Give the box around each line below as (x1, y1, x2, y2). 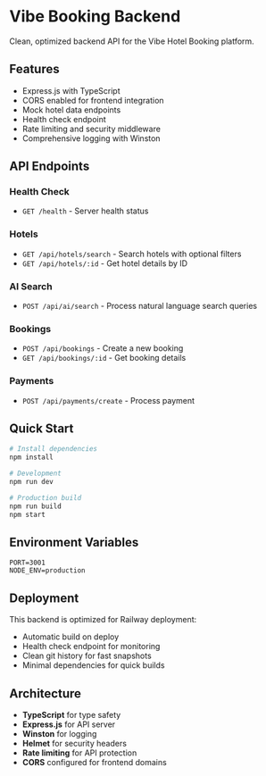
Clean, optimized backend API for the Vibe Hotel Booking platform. (9, 36, 254, 46)
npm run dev (9, 478, 54, 487)
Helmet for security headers (21, 738, 128, 748)
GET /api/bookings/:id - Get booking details (21, 353, 187, 363)
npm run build (9, 502, 62, 511)
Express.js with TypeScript (21, 85, 121, 96)
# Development (9, 469, 62, 479)
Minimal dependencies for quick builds (21, 660, 165, 671)
